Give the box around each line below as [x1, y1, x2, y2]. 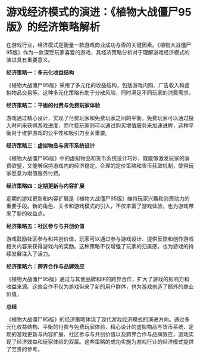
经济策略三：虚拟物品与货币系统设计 [6, 141, 95, 149]
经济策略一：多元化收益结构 [6, 69, 74, 76]
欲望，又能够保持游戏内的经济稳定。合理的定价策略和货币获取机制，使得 [11, 162, 189, 169]
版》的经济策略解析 [6, 20, 101, 34]
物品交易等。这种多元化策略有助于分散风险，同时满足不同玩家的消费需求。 [11, 89, 194, 96]
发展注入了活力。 [11, 250, 54, 257]
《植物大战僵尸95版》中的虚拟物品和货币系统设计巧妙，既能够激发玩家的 [6, 155, 185, 162]
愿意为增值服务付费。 [11, 169, 64, 177]
